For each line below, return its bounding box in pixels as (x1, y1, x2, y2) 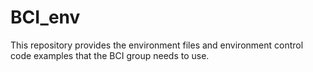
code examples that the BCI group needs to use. (10, 49, 210, 61)
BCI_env (10, 6, 81, 29)
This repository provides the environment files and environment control (10, 39, 304, 51)
